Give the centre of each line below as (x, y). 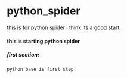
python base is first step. (42, 69)
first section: (23, 55)
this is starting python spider (43, 41)
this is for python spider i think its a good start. (64, 27)
